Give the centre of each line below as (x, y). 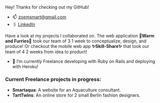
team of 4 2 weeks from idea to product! (46, 52)
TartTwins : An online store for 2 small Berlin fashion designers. (76, 95)
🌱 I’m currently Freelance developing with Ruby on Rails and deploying (84, 61)
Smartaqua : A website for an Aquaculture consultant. (66, 90)
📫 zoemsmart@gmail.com (39, 17)
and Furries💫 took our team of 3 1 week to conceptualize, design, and (76, 41)
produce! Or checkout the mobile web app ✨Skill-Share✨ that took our (77, 46)
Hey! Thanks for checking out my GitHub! (47, 7)
